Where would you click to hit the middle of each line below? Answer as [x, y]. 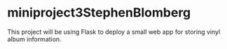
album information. [34, 39]
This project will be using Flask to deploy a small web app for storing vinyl [114, 32]
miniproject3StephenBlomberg [99, 13]
